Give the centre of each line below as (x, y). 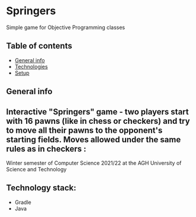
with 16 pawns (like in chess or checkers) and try (98, 121)
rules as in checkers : (46, 149)
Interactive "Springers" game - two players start (97, 112)
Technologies (31, 66)
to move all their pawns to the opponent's (84, 130)
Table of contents (39, 46)
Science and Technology (36, 169)
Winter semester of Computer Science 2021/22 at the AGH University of (94, 163)
